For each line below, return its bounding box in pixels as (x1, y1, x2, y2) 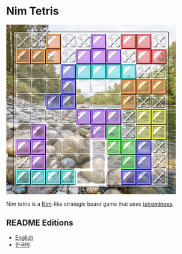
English (14, 233, 34, 241)
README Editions (6, 218, 74, 228)
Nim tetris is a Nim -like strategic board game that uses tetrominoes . (6, 200, 174, 208)
